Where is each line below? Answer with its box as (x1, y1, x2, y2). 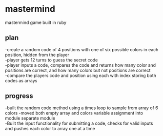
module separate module (5, 115, 55, 121)
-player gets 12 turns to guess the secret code (5, 57, 98, 63)
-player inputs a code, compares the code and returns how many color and (5, 62, 156, 68)
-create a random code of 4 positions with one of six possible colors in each (5, 46, 159, 52)
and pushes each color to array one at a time (5, 125, 95, 131)
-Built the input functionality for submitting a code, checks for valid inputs (5, 120, 153, 126)
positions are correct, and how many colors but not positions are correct (5, 67, 151, 73)
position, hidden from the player (5, 52, 69, 58)
